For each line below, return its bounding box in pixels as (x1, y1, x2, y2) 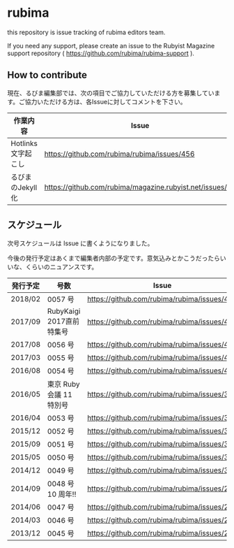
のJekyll (10, 182, 38, 192)
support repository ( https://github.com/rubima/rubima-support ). (7, 49, 195, 57)
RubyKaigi (47, 306, 81, 316)
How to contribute (7, 69, 88, 81)
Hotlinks (10, 138, 38, 148)
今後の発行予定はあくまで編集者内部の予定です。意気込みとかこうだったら (7, 254, 221, 262)
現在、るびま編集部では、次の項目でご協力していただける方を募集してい (7, 89, 214, 97)
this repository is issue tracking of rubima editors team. (7, 28, 166, 36)
